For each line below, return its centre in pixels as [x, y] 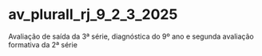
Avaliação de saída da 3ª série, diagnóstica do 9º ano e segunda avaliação [131, 36]
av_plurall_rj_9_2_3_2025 [93, 15]
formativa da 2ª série [43, 44]
